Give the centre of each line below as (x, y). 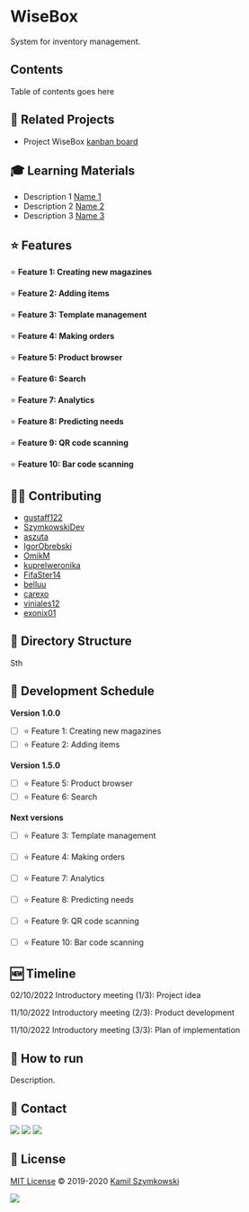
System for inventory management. (76, 41)
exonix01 (40, 613)
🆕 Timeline (43, 974)
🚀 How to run (47, 1058)
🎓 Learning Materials (73, 170)
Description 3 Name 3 (64, 216)
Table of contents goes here (62, 91)
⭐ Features (41, 245)
